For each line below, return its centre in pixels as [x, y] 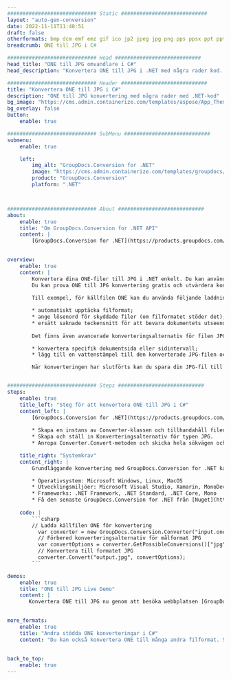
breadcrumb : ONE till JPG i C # [52, 45]
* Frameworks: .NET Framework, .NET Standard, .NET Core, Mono [124, 493]
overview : [21, 260]
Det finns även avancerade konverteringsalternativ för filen [123, 336]
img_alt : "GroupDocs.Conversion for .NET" [93, 166]
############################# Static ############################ [107, 13]
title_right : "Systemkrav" [58, 455]
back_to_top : [26, 659]
